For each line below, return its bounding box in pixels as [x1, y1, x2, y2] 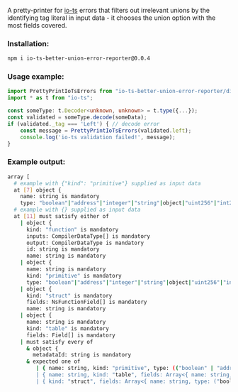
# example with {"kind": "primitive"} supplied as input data [13, 180, 201, 187]
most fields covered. [7, 21, 67, 29]
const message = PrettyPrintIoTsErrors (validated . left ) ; [20, 127, 192, 134]
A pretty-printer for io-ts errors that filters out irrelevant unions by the [7, 6, 210, 14]
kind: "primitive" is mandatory [25, 272, 122, 279]
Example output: [7, 157, 66, 167]
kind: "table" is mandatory [25, 325, 110, 332]
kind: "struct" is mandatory [25, 292, 113, 299]
